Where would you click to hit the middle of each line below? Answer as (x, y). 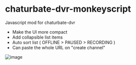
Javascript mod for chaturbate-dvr (40, 22)
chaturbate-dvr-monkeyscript (68, 9)
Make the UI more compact (40, 32)
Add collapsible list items (37, 37)
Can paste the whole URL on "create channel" (59, 47)
